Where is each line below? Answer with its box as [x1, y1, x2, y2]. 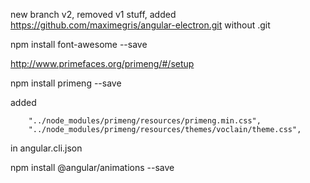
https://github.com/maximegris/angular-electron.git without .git [10, 19, 271, 31]
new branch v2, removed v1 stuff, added [10, 9, 177, 20]
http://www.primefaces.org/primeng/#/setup [10, 58, 195, 69]
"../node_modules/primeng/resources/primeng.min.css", [28, 116, 262, 126]
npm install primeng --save [10, 77, 122, 89]
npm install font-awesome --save [10, 39, 148, 50]
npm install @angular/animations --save [10, 162, 175, 173]
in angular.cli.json [10, 142, 83, 154]
